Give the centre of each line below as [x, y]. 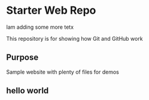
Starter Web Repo [51, 10]
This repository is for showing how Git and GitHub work [74, 38]
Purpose [22, 57]
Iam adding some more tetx [40, 27]
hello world [28, 91]
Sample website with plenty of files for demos [63, 72]
